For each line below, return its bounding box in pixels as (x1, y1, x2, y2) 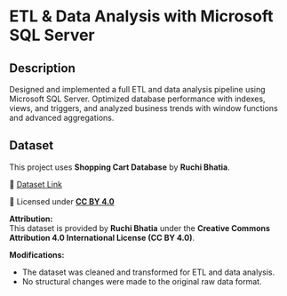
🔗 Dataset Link (9, 179, 62, 189)
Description (9, 60, 76, 76)
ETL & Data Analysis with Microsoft (9, 6, 274, 27)
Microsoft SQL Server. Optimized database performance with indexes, (9, 93, 266, 104)
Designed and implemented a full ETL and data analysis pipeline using (9, 84, 266, 94)
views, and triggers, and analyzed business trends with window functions (9, 103, 278, 113)
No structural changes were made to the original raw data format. (21, 276, 262, 286)
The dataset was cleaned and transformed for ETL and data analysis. (21, 267, 275, 277)
